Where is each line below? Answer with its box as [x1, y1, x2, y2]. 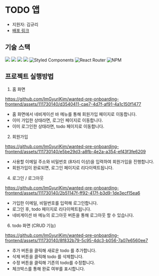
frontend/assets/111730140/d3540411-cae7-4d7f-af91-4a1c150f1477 [5, 101, 141, 107]
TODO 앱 [5, 4, 40, 16]
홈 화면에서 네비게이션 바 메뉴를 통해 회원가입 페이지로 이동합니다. [12, 111, 137, 117]
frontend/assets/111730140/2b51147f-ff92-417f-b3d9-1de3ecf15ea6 [5, 190, 141, 196]
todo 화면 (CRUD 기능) [12, 222, 56, 228]
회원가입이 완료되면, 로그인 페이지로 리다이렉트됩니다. [12, 165, 114, 170]
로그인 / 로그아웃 [12, 175, 44, 181]
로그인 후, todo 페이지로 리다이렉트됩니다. [12, 206, 91, 212]
